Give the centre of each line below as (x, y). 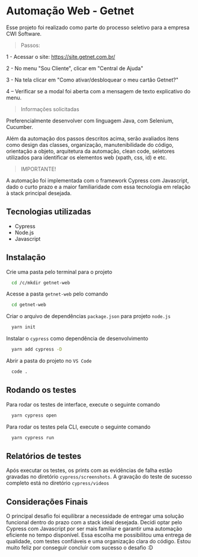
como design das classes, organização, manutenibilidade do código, (90, 144)
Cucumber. (20, 127)
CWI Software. (24, 33)
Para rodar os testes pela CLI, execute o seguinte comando (79, 427)
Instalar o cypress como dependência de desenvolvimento (77, 339)
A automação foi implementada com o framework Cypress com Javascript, (98, 180)
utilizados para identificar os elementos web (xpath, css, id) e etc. (87, 157)
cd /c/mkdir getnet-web (41, 283)
